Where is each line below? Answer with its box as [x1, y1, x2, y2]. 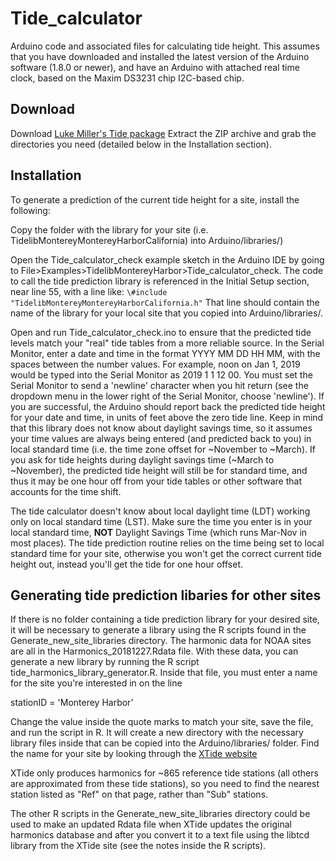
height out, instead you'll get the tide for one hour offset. [10, 558, 244, 570]
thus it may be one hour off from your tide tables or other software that [10, 475, 302, 487]
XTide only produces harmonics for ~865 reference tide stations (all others [10, 767, 319, 779]
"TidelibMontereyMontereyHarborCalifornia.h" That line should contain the [10, 296, 320, 308]
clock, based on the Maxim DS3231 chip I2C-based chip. [10, 72, 245, 84]
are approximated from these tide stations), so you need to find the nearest [10, 778, 320, 790]
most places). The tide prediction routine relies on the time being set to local [10, 537, 325, 549]
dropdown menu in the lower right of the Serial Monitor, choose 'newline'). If [10, 390, 325, 402]
